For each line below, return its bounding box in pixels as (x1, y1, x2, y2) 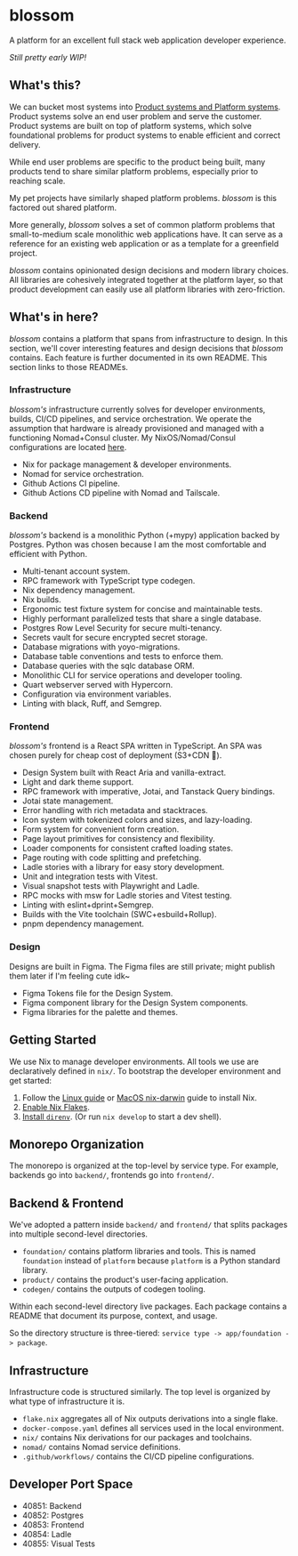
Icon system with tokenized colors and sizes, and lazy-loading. (21, 815, 253, 826)
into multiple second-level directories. (9, 1229, 149, 1239)
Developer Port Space (9, 1477, 133, 1492)
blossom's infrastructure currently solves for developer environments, (9, 404, 266, 415)
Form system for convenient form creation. (21, 824, 180, 834)
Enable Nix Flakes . (21, 1101, 91, 1112)
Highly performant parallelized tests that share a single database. (21, 613, 262, 624)
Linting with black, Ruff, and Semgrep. (21, 698, 162, 709)
